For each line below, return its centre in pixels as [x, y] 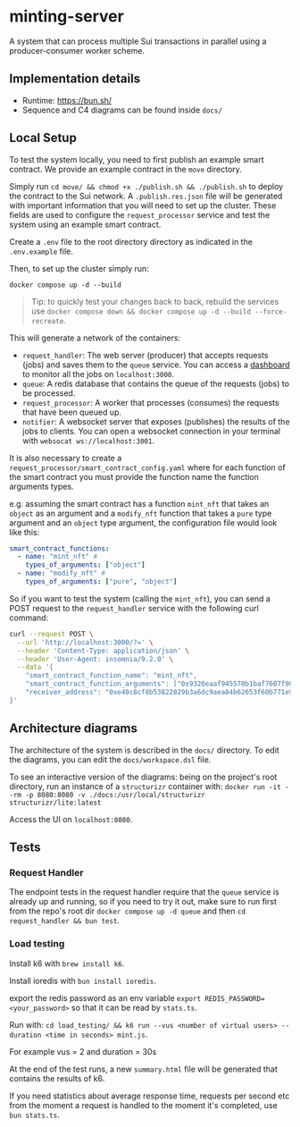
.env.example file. [42, 251]
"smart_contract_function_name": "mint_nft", [112, 676]
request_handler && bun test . [65, 921]
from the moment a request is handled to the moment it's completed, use [144, 1105]
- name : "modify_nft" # [61, 574]
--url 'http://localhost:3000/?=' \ [85, 642]
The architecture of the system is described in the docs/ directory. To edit [144, 750]
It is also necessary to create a [66, 458]
